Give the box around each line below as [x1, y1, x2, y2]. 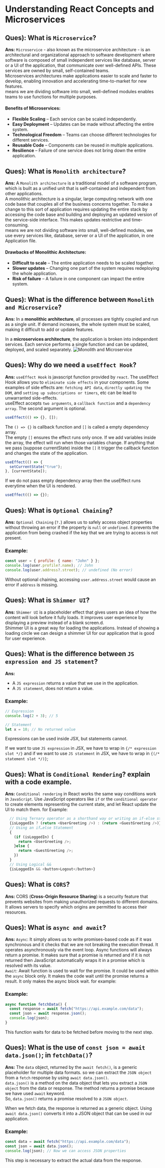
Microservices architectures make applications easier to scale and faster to [5, 73, 157, 78]
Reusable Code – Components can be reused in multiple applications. [12, 142, 154, 148]
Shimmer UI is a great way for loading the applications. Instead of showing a [5, 625, 160, 631]
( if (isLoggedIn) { [14, 835, 54, 839]
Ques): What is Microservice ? [5, 34, 97, 42]
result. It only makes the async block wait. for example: [5, 978, 117, 985]
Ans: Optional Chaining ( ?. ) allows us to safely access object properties [5, 519, 152, 525]
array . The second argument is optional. [5, 405, 87, 411]
